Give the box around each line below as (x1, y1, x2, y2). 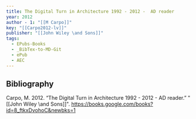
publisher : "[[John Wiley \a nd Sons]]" (6, 30, 104, 36)
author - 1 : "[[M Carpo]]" (6, 19, 72, 25)
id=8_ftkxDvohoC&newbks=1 (6, 107, 76, 114)
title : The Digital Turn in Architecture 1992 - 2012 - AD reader (6, 8, 175, 15)
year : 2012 (6, 14, 33, 20)
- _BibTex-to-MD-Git (11, 47, 62, 52)
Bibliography (6, 79, 54, 89)
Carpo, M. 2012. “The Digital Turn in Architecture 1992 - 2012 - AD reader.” (6, 94, 187, 101)
